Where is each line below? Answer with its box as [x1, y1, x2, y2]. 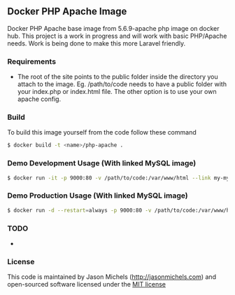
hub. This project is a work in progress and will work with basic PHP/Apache [7, 32, 227, 40]
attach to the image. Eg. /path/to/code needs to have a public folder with [17, 80, 227, 88]
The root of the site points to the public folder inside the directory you [17, 73, 218, 81]
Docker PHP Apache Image [7, 6, 127, 18]
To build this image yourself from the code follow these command [7, 128, 197, 137]
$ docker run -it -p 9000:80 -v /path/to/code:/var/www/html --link [7, 174, 211, 181]
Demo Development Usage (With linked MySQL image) [7, 158, 197, 168]
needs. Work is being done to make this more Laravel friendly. [7, 39, 186, 48]
